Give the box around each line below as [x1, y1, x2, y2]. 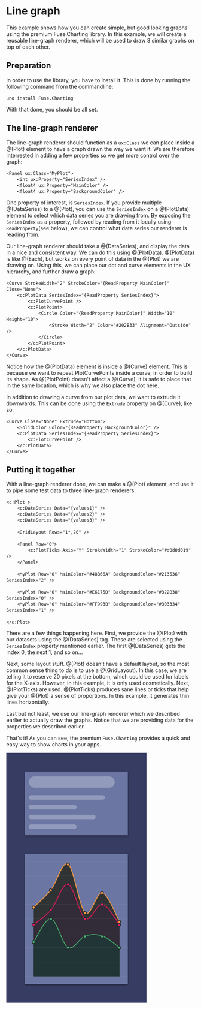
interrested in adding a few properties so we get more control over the [6, 152, 179, 159]
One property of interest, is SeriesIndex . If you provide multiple [6, 199, 162, 206]
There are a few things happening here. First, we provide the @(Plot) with [6, 630, 187, 637]
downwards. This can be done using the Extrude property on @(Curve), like [6, 400, 193, 407]
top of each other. [6, 43, 51, 50]
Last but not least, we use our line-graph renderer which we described [6, 710, 181, 718]
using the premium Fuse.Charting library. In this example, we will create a [6, 30, 187, 37]
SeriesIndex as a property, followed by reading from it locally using [6, 218, 172, 225]
